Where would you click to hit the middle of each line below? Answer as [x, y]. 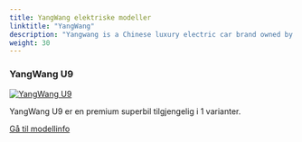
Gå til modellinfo [40, 129]
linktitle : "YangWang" [52, 26]
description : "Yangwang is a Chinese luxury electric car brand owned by [151, 34]
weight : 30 [30, 43]
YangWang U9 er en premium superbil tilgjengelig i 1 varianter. [125, 111]
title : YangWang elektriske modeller [80, 18]
